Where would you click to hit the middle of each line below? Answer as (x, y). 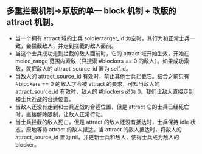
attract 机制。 (32, 22)
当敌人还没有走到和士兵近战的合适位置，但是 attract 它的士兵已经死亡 (102, 107)
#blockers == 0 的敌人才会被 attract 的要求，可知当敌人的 (87, 83)
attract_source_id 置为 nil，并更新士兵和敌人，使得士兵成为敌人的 (97, 137)
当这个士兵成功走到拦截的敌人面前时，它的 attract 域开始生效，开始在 (102, 53)
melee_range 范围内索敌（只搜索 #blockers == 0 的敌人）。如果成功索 (102, 61)
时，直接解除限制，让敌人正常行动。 (61, 114)
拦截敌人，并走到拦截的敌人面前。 (74, 46)
